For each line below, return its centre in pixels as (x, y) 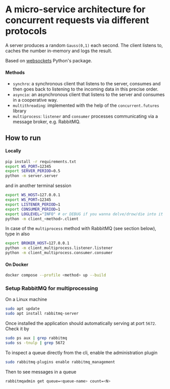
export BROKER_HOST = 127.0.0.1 (38, 243)
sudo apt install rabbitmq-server (42, 314)
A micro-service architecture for (75, 9)
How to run (23, 138)
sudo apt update (22, 309)
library (19, 111)
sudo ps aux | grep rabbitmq (36, 338)
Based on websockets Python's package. (49, 60)
